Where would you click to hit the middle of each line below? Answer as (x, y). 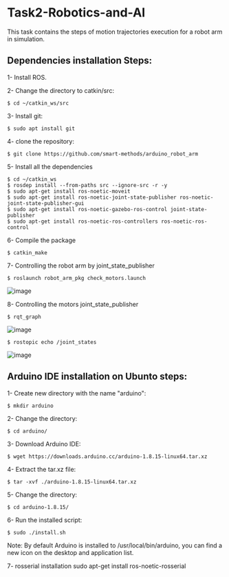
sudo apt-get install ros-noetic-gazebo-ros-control (90, 209)
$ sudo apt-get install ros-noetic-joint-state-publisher (92, 197)
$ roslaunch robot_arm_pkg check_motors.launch (77, 278)
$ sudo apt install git (41, 129)
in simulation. (26, 39)
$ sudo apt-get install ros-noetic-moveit (69, 191)
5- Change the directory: (42, 494)
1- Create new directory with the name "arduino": (77, 393)
